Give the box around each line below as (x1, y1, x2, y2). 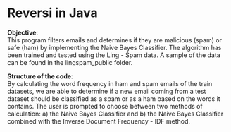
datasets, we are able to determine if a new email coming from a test (7, 87, 206, 95)
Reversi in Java (7, 5, 99, 21)
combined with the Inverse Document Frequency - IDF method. (7, 116, 191, 125)
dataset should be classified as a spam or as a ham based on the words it (7, 94, 220, 103)
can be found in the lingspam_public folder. (7, 58, 133, 66)
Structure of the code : (7, 72, 73, 80)
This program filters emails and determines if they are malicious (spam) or (7, 35, 223, 44)
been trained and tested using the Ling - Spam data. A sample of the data (7, 51, 220, 59)
